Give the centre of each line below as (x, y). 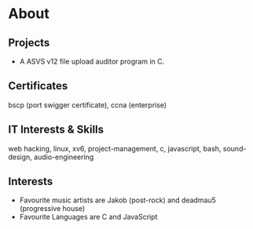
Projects (29, 43)
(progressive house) (52, 209)
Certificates (38, 86)
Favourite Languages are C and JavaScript (88, 217)
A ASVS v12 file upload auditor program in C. (92, 61)
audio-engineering (64, 157)
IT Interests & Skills (56, 130)
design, (20, 157)
